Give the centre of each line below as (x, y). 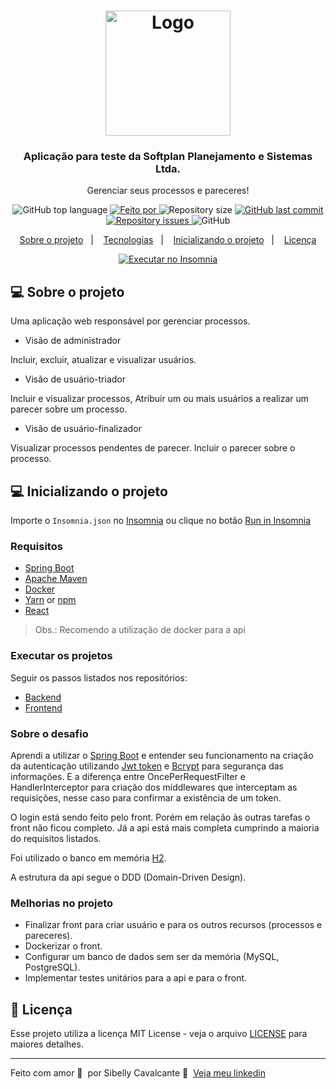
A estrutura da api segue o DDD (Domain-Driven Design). (128, 877)
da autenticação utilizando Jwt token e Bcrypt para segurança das (147, 766)
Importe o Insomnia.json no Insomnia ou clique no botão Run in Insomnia (160, 521)
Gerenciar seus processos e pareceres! (168, 191)
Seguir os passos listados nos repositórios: (99, 677)
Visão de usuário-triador (75, 379)
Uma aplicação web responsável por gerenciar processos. (130, 321)
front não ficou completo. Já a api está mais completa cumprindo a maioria (165, 828)
